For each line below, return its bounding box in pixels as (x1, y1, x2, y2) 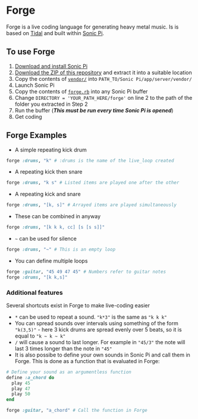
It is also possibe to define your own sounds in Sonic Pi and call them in (14, 351, 190, 358)
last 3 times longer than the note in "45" (14, 345, 112, 352)
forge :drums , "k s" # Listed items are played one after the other (6, 179, 180, 186)
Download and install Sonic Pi (14, 62, 88, 70)
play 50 (11, 391, 31, 397)
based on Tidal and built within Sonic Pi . (6, 29, 105, 36)
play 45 (11, 380, 31, 386)
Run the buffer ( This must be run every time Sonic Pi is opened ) (14, 106, 174, 114)
